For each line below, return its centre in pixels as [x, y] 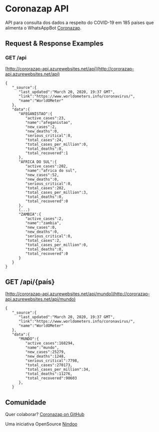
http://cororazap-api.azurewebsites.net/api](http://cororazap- [70, 68]
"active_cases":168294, [50, 343]
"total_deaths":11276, [49, 374]
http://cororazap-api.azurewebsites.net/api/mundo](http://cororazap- [78, 294]
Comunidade [26, 402]
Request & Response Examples [54, 44]
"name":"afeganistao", [49, 122]
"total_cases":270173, [49, 365]
